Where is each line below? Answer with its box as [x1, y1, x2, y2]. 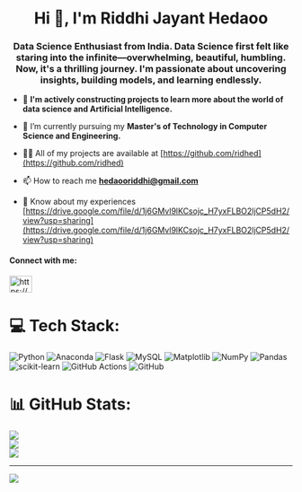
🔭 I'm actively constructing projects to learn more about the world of [22, 94, 284, 105]
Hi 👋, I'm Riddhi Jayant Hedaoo [33, 8, 269, 29]
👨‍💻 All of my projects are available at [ [22, 148, 164, 159]
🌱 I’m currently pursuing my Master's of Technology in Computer [22, 121, 268, 132]
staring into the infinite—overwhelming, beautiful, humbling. [15, 51, 287, 64]
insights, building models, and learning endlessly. [40, 74, 262, 86]
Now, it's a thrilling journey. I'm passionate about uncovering [15, 63, 287, 75]
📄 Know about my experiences [22, 197, 137, 207]
